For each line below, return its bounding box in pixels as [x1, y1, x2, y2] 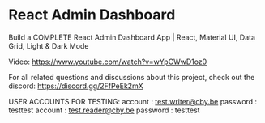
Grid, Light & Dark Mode [8, 40, 89, 50]
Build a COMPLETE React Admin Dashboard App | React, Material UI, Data [8, 32, 256, 42]
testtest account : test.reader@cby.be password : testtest [8, 105, 200, 115]
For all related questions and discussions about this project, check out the [8, 72, 255, 82]
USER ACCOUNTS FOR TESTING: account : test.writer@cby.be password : [8, 96, 258, 106]
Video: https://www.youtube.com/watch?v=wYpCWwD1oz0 [8, 57, 207, 66]
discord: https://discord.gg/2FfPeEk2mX [8, 81, 143, 91]
